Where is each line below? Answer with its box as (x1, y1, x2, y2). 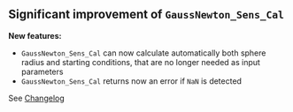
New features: (8, 30, 62, 41)
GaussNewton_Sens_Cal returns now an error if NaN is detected (20, 75, 243, 86)
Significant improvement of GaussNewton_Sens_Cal (8, 7, 285, 22)
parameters (20, 66, 64, 77)
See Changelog (8, 93, 66, 103)
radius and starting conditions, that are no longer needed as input (20, 56, 260, 67)
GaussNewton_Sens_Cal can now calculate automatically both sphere (20, 48, 266, 58)
